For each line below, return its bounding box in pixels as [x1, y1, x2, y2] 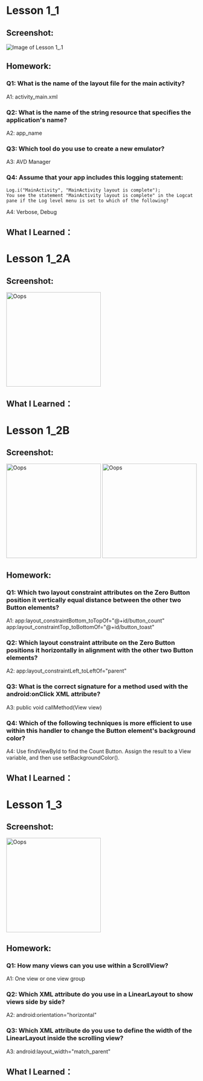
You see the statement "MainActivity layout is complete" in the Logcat [6, 192, 193, 198]
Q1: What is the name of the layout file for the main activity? [6, 79, 185, 88]
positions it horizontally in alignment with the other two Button [6, 646, 193, 654]
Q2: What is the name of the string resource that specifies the [6, 108, 192, 117]
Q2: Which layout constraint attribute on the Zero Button [6, 638, 175, 647]
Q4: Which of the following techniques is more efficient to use [6, 718, 192, 727]
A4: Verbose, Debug [6, 208, 57, 215]
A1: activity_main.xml [6, 93, 58, 100]
